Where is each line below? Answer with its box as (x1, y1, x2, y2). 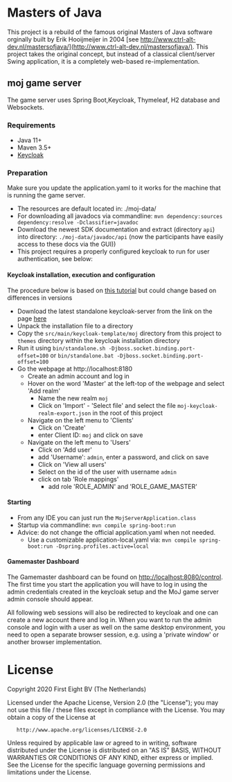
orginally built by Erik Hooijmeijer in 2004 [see (7, 35, 139, 43)
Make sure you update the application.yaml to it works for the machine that (7, 184, 222, 192)
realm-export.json (37, 410, 91, 417)
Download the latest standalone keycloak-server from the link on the (17, 307, 213, 315)
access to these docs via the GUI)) (17, 240, 116, 249)
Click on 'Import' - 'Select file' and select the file (37, 401, 177, 409)
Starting (7, 498, 31, 506)
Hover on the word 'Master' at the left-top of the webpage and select (27, 379, 225, 387)
